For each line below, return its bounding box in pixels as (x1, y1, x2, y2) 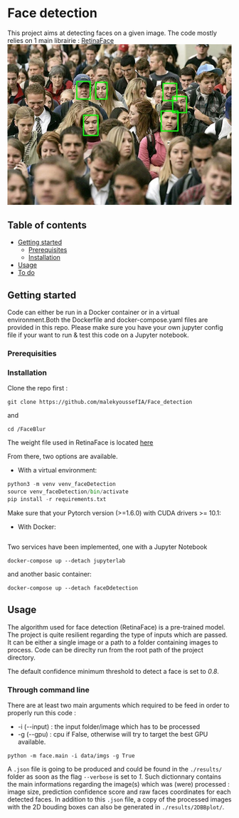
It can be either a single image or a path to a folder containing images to (7, 637, 218, 647)
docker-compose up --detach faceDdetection (7, 584, 139, 592)
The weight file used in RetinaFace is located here (7, 438, 154, 447)
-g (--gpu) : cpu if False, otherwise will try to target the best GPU (17, 729, 208, 738)
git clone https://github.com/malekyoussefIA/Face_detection (7, 398, 193, 406)
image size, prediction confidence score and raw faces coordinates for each (7, 787, 231, 796)
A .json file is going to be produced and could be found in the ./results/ (7, 764, 223, 773)
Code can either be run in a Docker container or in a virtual (7, 308, 180, 316)
